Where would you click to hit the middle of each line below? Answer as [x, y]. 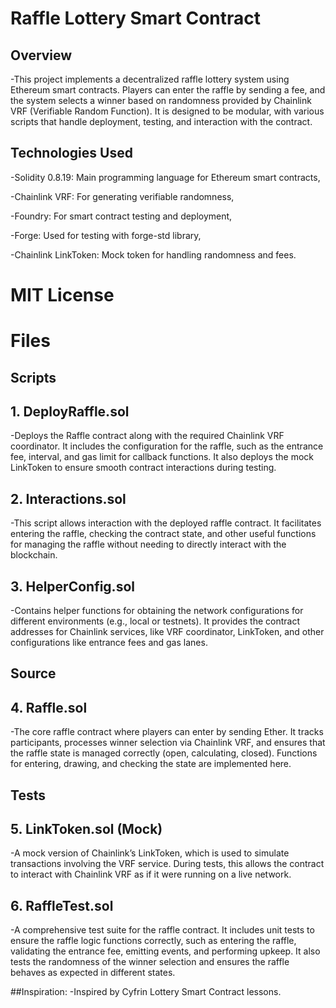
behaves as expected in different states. [93, 973]
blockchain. [34, 555]
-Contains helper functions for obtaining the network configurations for [157, 611]
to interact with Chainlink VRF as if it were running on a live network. [151, 874]
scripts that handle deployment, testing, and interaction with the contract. [161, 121]
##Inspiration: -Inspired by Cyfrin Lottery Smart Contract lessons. [146, 992]
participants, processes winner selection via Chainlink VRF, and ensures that [168, 743]
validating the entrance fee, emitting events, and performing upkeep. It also [165, 951]
